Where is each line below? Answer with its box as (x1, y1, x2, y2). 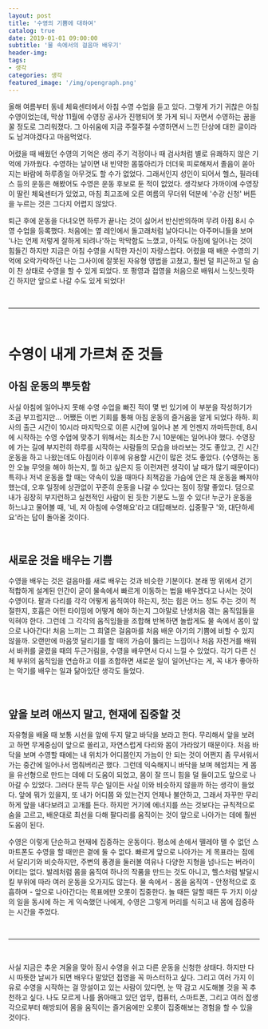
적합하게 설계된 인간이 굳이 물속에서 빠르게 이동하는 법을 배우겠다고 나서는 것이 (8, 586, 254, 596)
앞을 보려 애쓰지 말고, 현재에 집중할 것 (8, 707, 181, 721)
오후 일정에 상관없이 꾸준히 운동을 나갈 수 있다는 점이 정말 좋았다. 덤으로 (31, 482, 255, 492)
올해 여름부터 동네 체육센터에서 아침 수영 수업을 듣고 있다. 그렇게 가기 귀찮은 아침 (8, 102, 259, 111)
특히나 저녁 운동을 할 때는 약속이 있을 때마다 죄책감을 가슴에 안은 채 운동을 (8, 472, 238, 482)
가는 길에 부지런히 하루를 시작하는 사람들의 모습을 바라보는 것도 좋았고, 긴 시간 (16, 442, 259, 452)
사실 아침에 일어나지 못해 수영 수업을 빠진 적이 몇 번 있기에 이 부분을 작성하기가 (8, 402, 253, 412)
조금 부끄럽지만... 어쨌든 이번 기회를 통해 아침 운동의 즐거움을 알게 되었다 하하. (8, 412, 250, 422)
